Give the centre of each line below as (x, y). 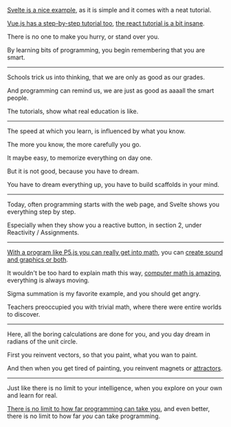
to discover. (24, 314)
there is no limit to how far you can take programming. (84, 416)
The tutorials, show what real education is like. (73, 111)
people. (18, 98)
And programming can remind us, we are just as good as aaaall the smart (111, 90)
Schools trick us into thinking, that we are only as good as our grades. (106, 77)
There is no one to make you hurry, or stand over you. (83, 37)
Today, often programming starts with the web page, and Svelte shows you (113, 204)
